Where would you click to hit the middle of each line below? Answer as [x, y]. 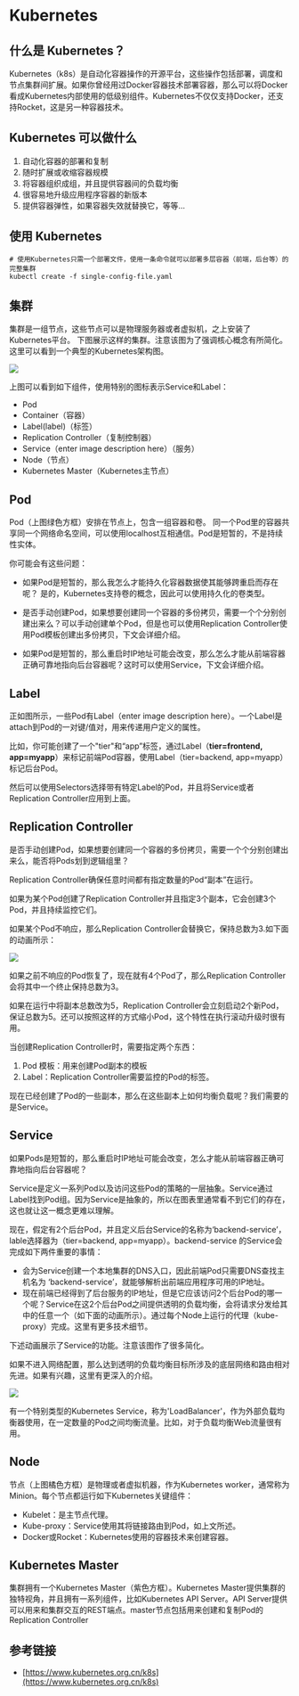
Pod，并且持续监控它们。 [56, 909]
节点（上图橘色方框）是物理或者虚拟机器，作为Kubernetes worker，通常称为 [149, 1484]
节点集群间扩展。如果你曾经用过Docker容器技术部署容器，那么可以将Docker [149, 85]
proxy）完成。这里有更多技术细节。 [87, 1326]
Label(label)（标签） [60, 426]
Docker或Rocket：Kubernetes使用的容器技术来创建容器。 [128, 1536]
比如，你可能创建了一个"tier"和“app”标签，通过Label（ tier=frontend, [136, 746]
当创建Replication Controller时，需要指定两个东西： [104, 1046]
